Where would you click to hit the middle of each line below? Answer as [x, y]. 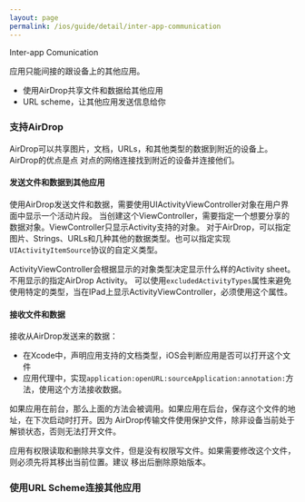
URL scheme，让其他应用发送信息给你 [94, 102]
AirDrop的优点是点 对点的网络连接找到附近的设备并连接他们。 [124, 160]
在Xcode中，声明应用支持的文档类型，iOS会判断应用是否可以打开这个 [152, 356]
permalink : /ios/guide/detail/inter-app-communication [115, 26]
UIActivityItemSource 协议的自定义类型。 [86, 250]
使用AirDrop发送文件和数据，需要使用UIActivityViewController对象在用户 [145, 204]
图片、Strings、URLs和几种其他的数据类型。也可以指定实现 [120, 238]
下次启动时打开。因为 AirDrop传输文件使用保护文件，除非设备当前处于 [164, 420]
